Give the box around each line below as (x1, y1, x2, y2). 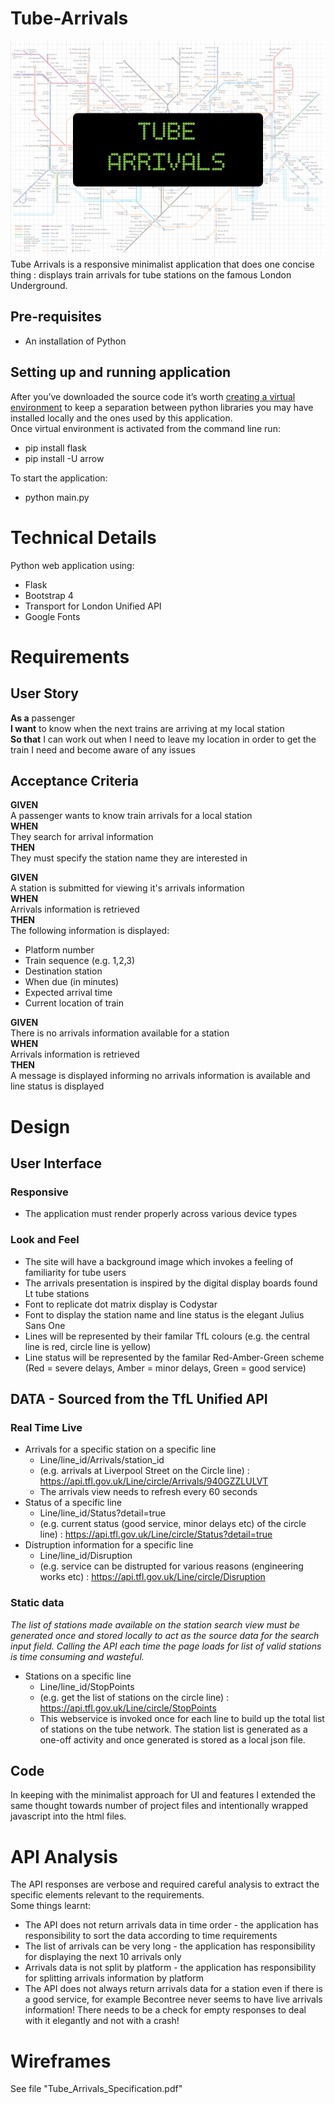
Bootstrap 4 (24, 589, 74, 601)
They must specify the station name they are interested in (10, 852, 248, 864)
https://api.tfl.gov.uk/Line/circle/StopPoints (39, 1702, 217, 1714)
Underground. (10, 280, 68, 292)
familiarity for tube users (24, 1266, 127, 1278)
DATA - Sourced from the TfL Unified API (10, 1391, 268, 1407)
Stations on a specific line (24, 1670, 132, 1682)
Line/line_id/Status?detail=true (39, 1507, 166, 1519)
